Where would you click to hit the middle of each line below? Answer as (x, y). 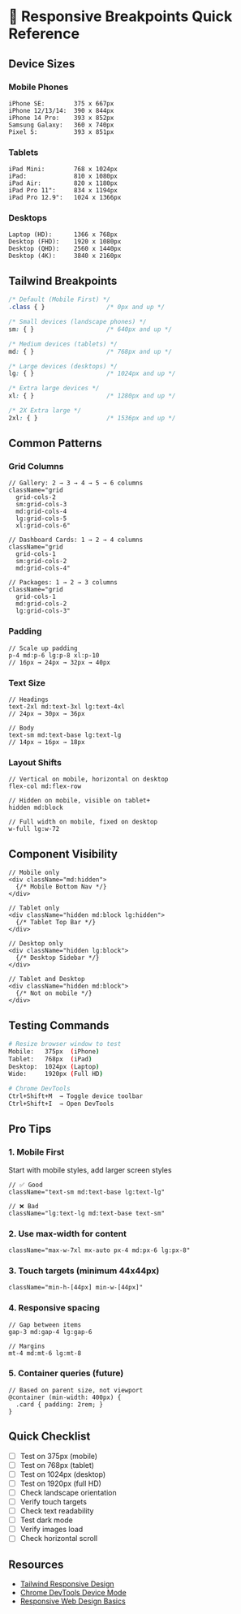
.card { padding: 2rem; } (60, 1404)
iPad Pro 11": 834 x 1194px (63, 191)
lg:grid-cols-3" (43, 611)
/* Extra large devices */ (54, 389)
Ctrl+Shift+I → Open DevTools (61, 1104)
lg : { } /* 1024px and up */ (92, 374)
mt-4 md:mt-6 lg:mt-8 (45, 1353)
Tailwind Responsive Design (67, 1584)
